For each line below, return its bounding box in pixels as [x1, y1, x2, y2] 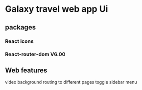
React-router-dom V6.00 [5, 51, 66, 58]
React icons [5, 38, 34, 45]
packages [5, 23, 36, 31]
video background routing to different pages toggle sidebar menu [5, 79, 137, 85]
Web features [5, 66, 47, 74]
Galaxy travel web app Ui [5, 3, 108, 15]
